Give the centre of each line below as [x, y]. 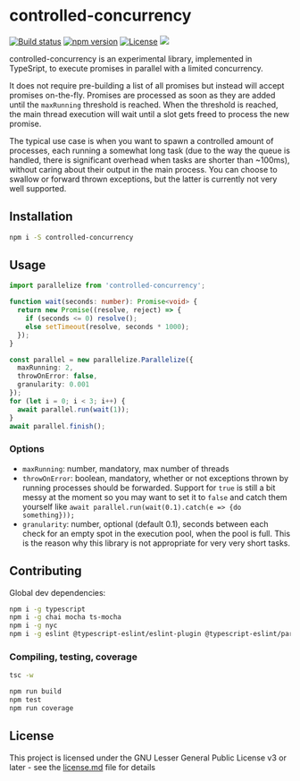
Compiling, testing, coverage [74, 657]
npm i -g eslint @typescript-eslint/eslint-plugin [105, 634]
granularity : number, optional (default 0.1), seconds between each [146, 523]
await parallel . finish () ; [57, 426]
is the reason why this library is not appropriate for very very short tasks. [156, 543]
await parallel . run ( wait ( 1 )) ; [73, 409]
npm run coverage [42, 708]
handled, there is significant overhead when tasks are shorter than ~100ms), [150, 160]
